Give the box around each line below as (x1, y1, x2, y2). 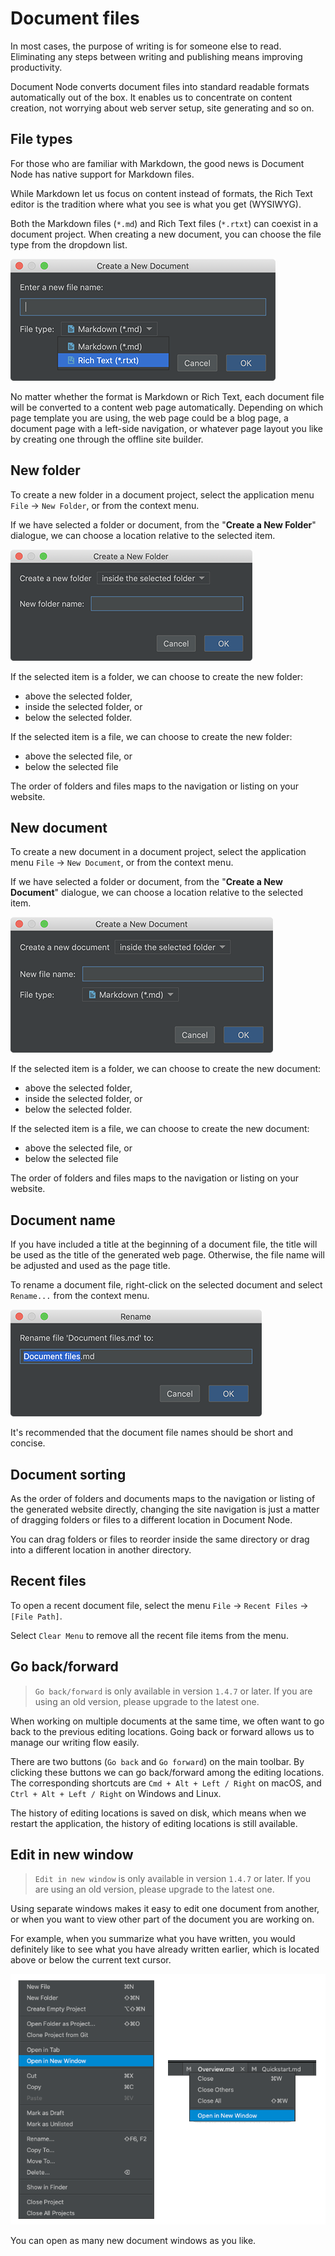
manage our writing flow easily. (10, 1736, 140, 1748)
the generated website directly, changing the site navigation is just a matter (10, 1503, 320, 1515)
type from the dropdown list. (10, 238, 128, 251)
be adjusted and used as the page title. (10, 1260, 171, 1272)
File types (10, 131, 73, 148)
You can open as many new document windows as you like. (10, 2234, 257, 2246)
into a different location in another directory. (10, 1544, 192, 1556)
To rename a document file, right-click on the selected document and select (10, 1279, 323, 1291)
